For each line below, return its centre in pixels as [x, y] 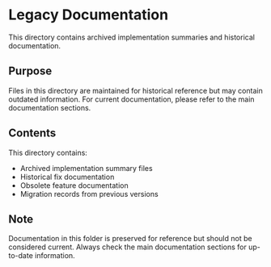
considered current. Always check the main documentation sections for [127, 247]
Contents [32, 133]
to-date [21, 256]
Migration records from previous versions [89, 194]
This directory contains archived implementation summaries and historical [131, 37]
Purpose [30, 71]
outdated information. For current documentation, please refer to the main [131, 99]
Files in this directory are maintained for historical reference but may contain [135, 90]
